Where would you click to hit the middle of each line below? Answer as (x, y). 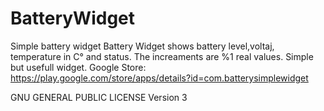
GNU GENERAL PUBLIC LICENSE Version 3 (99, 97)
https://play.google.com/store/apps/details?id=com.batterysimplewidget (159, 78)
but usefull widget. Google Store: (78, 67)
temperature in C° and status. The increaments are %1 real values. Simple (162, 56)
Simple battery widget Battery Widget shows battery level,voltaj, (142, 46)
